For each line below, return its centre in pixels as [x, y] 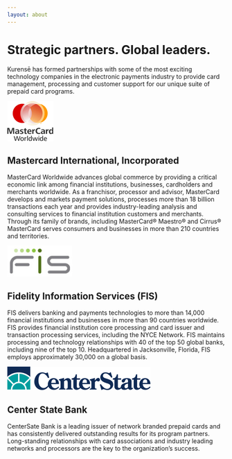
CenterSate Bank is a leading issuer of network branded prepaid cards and [114, 426]
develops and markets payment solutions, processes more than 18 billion [111, 199]
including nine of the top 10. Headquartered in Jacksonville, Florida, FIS [109, 349]
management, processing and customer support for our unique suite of [108, 84]
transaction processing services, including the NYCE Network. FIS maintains [116, 335]
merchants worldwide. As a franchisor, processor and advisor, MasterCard [114, 192]
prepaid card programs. [41, 91]
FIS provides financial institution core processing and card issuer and [106, 328]
